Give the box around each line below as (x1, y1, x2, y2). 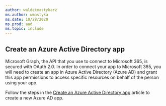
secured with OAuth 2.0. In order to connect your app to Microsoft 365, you (5, 64, 161, 70)
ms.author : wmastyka (5, 12, 49, 17)
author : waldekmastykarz (5, 7, 57, 13)
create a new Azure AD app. (5, 94, 64, 101)
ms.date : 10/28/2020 (5, 17, 49, 22)
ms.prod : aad (5, 21, 33, 27)
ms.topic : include (5, 26, 44, 31)
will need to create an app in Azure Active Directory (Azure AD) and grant (5, 69, 157, 75)
